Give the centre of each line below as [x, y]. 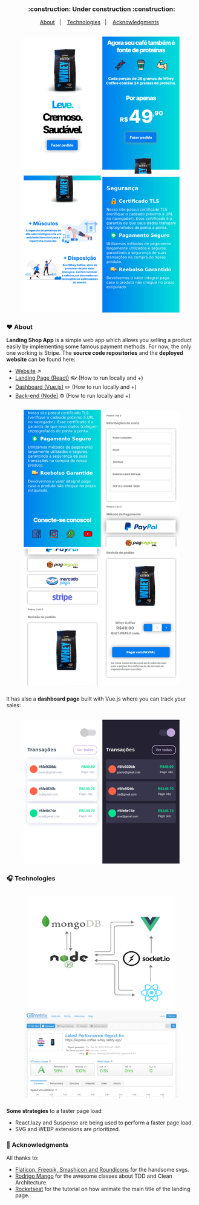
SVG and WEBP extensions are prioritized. [67, 1129]
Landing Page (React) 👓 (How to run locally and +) [79, 378]
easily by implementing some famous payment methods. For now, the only [99, 346]
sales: [14, 705]
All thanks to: [23, 1158]
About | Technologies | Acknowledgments [99, 22]
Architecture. [31, 1183]
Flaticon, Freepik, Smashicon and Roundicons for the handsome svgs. [102, 1170]
